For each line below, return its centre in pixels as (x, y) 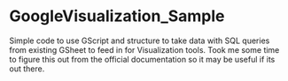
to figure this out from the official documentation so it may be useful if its (142, 59)
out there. (27, 69)
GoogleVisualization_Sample (117, 16)
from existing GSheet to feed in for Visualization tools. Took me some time (144, 49)
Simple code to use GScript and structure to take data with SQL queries (140, 40)
